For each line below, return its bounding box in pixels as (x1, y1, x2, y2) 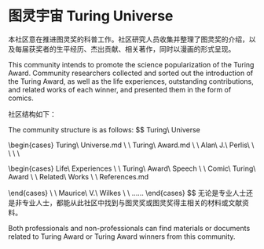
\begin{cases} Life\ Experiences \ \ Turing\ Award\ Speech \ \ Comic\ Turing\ (8, 164, 256, 173)
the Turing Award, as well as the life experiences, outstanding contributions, (8, 76, 254, 86)
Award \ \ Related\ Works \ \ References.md (8, 171, 149, 181)
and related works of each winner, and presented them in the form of (8, 85, 232, 94)
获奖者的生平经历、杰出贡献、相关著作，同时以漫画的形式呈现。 (28, 44, 236, 53)
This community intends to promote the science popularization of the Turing (8, 60, 255, 69)
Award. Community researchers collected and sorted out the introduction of (8, 68, 254, 78)
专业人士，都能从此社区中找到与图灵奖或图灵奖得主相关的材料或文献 (21, 197, 242, 207)
